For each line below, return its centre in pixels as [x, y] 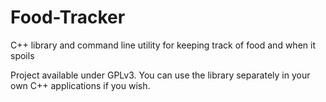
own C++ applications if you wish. [80, 85]
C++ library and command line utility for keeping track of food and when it [163, 45]
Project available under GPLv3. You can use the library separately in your [160, 75]
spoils [22, 55]
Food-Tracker [68, 17]
